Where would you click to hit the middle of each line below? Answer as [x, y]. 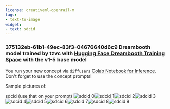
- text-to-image [23, 19]
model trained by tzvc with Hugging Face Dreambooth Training [85, 53]
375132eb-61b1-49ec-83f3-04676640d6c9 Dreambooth [78, 47]
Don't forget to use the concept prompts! [49, 76]
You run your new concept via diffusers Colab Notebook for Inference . [81, 71]
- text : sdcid [21, 29]
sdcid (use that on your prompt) [39, 96]
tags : [11, 15]
